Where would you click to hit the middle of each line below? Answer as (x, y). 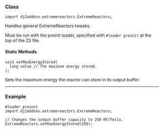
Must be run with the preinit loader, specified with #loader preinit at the (78, 36)
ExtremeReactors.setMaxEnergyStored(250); (49, 124)
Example (16, 97)
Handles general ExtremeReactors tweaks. (48, 26)
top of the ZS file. (22, 40)
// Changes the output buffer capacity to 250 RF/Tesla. (64, 120)
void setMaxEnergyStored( (31, 62)
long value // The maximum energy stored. (53, 66)
